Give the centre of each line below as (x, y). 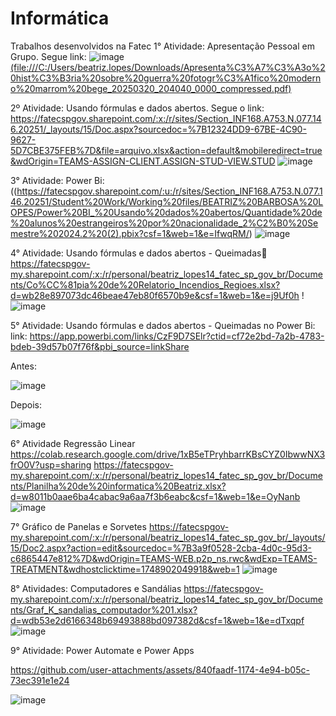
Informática (60, 18)
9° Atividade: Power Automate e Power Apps (102, 650)
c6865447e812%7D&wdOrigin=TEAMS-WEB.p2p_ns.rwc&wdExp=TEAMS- (164, 558)
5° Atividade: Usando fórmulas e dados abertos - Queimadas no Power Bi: (163, 325)
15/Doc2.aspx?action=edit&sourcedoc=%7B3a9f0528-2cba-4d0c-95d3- (161, 548)
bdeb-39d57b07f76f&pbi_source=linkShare (100, 346)
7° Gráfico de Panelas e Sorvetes (78, 526)
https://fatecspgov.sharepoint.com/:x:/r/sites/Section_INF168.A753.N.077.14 (166, 118)
